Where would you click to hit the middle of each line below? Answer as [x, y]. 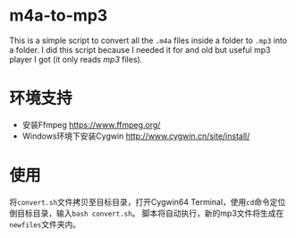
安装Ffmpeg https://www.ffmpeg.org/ [91, 124]
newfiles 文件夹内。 [45, 224]
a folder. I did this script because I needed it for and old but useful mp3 [140, 49]
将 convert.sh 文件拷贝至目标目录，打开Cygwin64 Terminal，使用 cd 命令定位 [148, 201]
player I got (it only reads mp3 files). [76, 59]
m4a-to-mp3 [59, 16]
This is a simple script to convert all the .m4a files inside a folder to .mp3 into [148, 40]
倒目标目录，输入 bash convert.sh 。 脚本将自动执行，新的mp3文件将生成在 [147, 213]
